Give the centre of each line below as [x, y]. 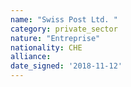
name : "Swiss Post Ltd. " [64, 19]
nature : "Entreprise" [55, 38]
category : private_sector [64, 29]
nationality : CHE [46, 47]
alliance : [31, 57]
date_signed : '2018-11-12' [66, 66]
